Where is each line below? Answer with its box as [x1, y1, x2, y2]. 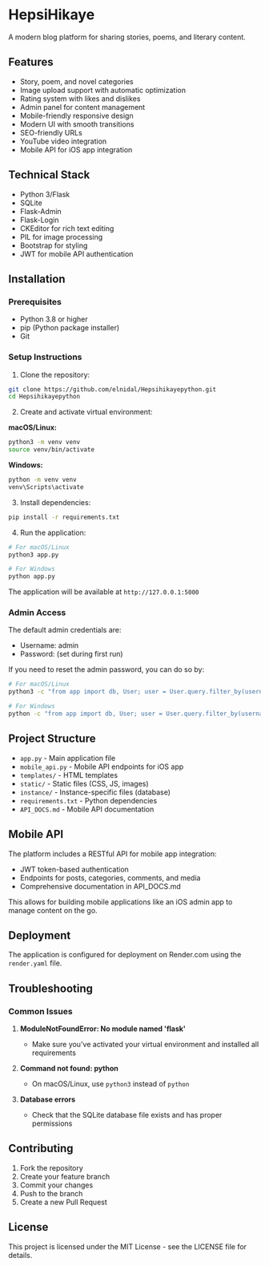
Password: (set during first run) [19, 649, 123, 659]
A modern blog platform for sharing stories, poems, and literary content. [8, 32, 246, 42]
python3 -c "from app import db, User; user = [8, 688, 167, 696]
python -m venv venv [8, 475, 78, 484]
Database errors [19, 1094, 76, 1104]
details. [8, 1250, 33, 1260]
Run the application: [19, 528, 86, 537]
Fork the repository [19, 1163, 84, 1172]
